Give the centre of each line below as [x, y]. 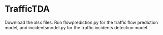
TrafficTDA [27, 9]
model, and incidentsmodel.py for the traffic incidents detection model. [77, 27]
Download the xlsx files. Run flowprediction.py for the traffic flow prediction [81, 22]
